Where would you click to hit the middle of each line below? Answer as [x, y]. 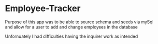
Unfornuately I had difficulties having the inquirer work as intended [72, 36]
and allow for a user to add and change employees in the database [71, 27]
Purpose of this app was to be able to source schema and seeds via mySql [79, 22]
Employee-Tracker [43, 8]
